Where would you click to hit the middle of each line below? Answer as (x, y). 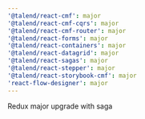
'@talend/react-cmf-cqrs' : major (63, 23)
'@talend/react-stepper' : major (61, 68)
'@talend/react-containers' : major (67, 46)
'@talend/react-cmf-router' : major (67, 31)
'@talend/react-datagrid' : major (63, 53)
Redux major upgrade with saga (60, 106)
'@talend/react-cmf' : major (54, 16)
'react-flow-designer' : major (58, 83)
